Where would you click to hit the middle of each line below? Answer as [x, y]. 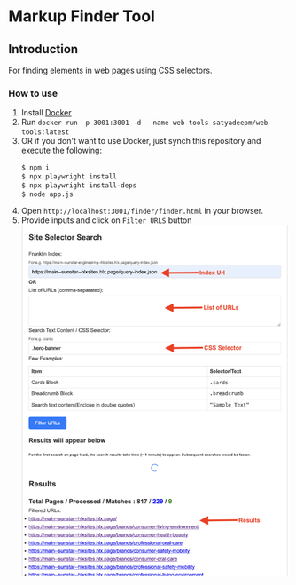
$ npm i [35, 168]
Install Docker [46, 113]
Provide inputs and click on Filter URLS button [106, 220]
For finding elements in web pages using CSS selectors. [110, 70]
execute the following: [62, 150]
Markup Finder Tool [82, 16]
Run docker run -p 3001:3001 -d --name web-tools [115, 123]
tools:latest [45, 132]
